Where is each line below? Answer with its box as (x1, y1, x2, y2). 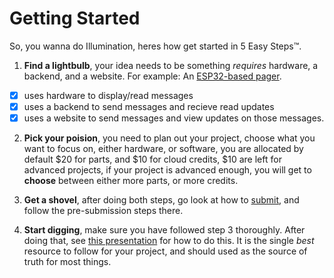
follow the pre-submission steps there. (23, 205, 184, 217)
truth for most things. (23, 256, 112, 268)
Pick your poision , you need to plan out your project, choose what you (23, 132, 316, 144)
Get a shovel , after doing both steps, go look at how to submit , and (23, 194, 300, 206)
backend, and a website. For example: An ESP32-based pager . (23, 70, 282, 82)
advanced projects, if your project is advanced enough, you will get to (23, 164, 312, 176)
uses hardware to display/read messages (23, 89, 194, 101)
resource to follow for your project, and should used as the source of (23, 245, 308, 257)
